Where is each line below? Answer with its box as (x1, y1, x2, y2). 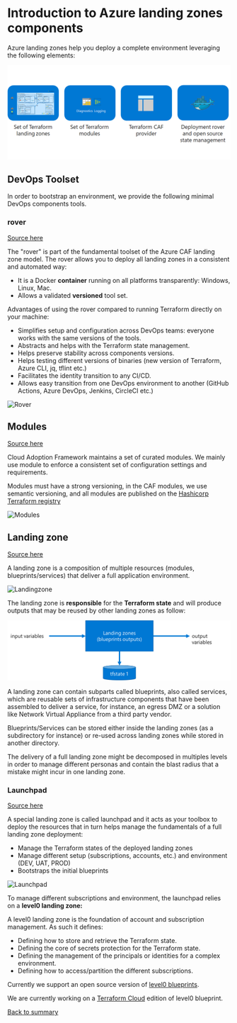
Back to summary (7, 1007, 59, 1016)
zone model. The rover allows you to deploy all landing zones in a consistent (7, 255, 230, 263)
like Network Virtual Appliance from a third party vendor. (7, 710, 172, 718)
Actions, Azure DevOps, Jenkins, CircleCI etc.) (17, 386, 154, 395)
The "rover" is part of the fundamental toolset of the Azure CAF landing (7, 247, 216, 256)
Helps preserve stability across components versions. (17, 349, 175, 357)
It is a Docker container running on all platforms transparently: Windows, (17, 276, 231, 284)
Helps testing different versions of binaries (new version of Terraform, (17, 356, 221, 364)
